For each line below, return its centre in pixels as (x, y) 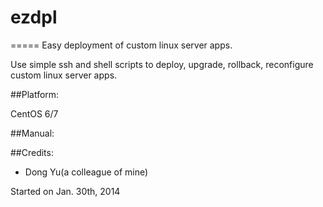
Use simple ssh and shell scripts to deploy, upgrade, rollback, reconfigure (162, 64)
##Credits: (32, 152)
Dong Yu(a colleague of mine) (86, 172)
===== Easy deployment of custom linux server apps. (121, 45)
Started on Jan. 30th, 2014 (65, 191)
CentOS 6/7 (34, 113)
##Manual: (32, 133)
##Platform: (35, 94)
